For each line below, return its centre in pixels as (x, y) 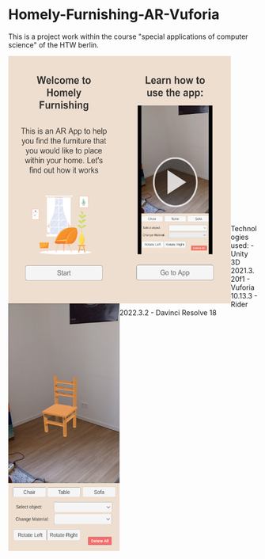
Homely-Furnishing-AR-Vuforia (114, 15)
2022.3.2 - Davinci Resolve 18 (168, 312)
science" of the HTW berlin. (53, 44)
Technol (244, 228)
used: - (242, 245)
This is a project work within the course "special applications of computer (128, 36)
